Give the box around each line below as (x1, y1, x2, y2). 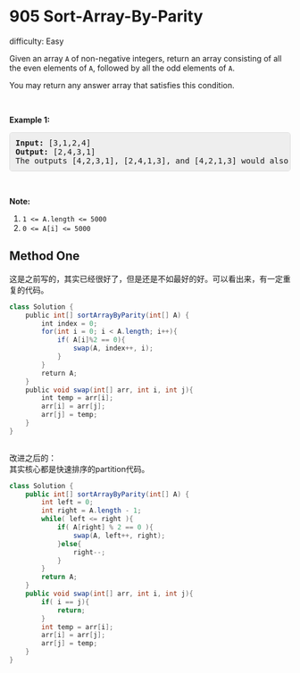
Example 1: (9, 114, 51, 125)
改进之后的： (9, 453, 56, 463)
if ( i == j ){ (41, 597, 90, 606)
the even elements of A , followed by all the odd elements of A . (9, 62, 235, 73)
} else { (56, 539, 82, 548)
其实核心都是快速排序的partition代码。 (9, 463, 150, 474)
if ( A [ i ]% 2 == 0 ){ (56, 336, 126, 345)
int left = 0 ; (41, 498, 94, 507)
